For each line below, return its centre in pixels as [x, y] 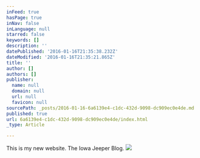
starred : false [26, 35]
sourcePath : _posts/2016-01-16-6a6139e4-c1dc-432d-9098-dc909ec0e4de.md [100, 108]
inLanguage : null [28, 29]
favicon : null [29, 102]
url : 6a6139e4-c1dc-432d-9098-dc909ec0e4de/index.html [77, 119]
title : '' [19, 63]
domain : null [28, 91]
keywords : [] [23, 40]
